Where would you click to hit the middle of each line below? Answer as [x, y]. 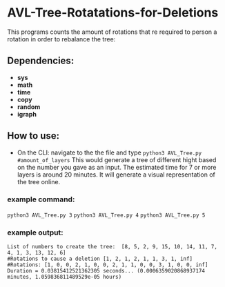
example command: [41, 199]
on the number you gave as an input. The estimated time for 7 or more [117, 167]
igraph [27, 114]
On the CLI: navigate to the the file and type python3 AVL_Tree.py [109, 152]
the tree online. [39, 181]
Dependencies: [41, 61]
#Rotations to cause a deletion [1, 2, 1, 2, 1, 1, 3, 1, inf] [100, 259]
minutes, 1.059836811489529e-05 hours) [65, 277]
